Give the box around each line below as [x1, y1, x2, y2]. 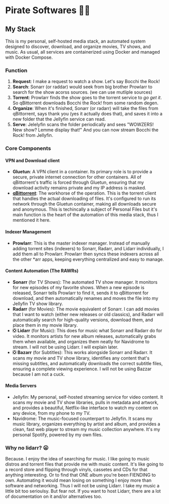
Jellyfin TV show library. [12, 300, 63, 306]
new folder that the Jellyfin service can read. [12, 116, 106, 122]
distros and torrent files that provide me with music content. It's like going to [5, 461, 164, 468]
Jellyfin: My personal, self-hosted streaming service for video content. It [12, 394, 163, 400]
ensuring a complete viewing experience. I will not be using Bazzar [12, 366, 152, 372]
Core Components [5, 145, 51, 152]
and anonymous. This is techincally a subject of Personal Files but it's [12, 206, 157, 212]
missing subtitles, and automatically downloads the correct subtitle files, [12, 360, 163, 366]
